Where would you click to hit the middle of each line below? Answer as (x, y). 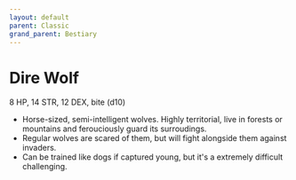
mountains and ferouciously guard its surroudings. (114, 129)
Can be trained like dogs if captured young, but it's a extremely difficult (152, 157)
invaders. (39, 148)
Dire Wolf (44, 78)
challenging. (45, 167)
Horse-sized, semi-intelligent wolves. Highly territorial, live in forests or (152, 120)
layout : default (39, 17)
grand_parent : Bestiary (53, 34)
